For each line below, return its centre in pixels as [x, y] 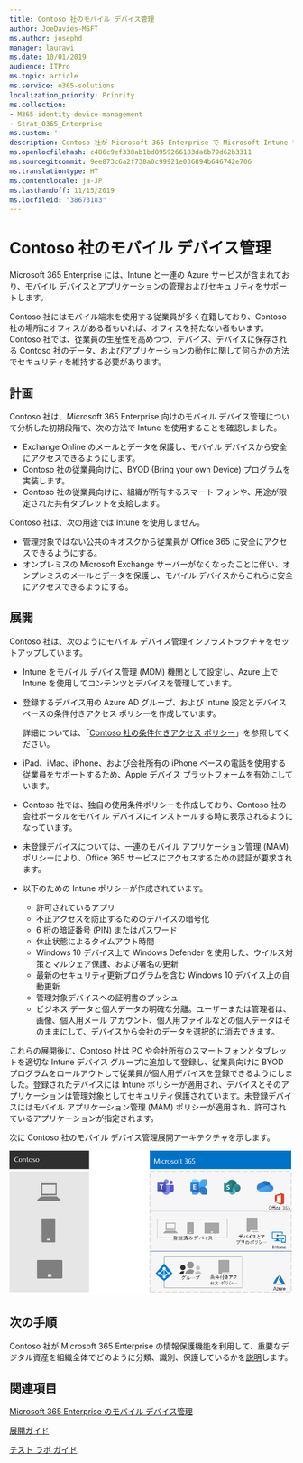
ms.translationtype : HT [54, 171]
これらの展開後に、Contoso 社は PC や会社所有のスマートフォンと [132, 1050]
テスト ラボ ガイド [43, 1450]
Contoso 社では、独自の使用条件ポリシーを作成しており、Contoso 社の [154, 805]
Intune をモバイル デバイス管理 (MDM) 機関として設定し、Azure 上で [150, 671]
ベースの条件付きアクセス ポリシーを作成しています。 [121, 713]
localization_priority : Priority [72, 95]
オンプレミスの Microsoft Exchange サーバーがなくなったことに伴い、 [152, 564]
